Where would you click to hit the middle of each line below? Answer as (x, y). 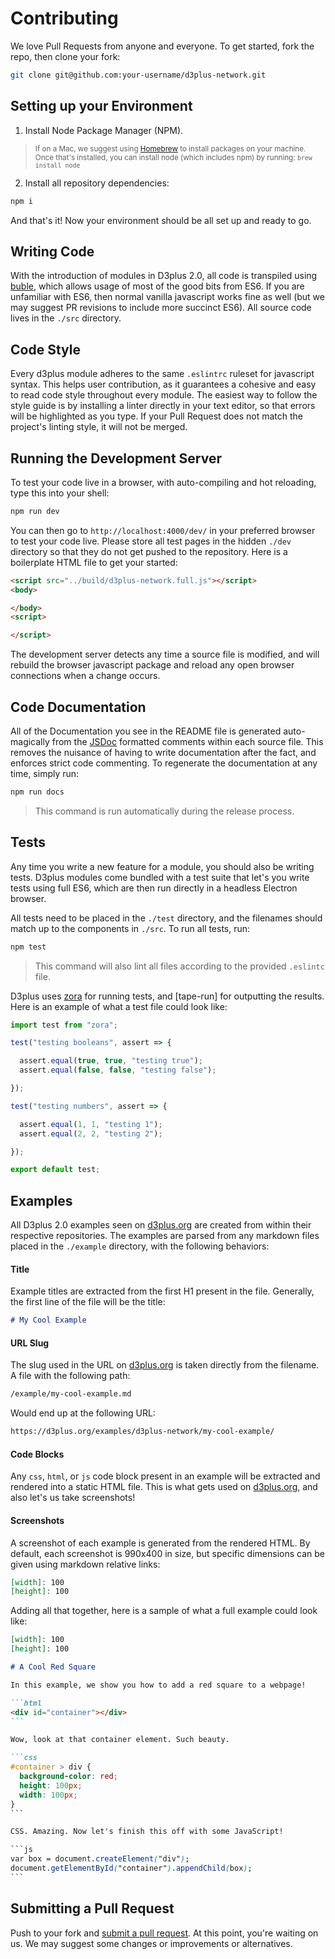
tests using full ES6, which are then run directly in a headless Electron (154, 888)
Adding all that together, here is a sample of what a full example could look (164, 1611)
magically (30, 741)
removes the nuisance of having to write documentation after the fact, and (163, 752)
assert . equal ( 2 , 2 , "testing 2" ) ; (91, 1133)
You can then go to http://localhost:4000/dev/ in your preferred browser (163, 530)
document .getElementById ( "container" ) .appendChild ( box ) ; (131, 1868)
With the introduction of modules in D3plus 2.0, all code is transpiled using (164, 276)
